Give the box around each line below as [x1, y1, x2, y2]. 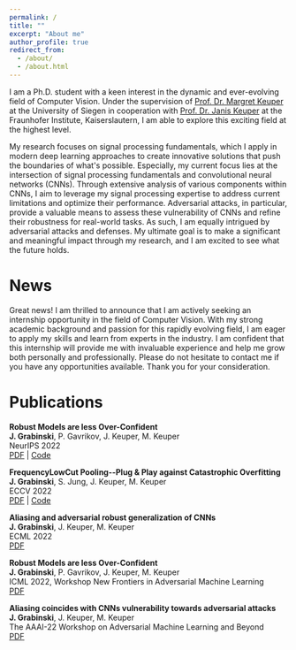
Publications [9, 393, 103, 412]
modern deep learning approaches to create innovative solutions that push [9, 150, 281, 161]
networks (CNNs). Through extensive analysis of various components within [9, 179, 287, 189]
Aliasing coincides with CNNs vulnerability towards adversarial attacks [9, 602, 277, 613]
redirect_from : [9, 46, 65, 55]
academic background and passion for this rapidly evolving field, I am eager [9, 324, 286, 334]
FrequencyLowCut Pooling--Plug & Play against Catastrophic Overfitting [9, 466, 281, 478]
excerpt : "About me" [9, 29, 86, 38]
